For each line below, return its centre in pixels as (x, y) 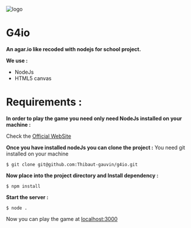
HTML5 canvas (33, 78)
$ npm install (24, 186)
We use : (17, 60)
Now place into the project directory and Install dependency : (82, 175)
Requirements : (44, 102)
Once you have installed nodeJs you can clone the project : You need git (95, 147)
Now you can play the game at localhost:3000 (62, 219)
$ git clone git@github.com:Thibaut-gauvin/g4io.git (72, 164)
